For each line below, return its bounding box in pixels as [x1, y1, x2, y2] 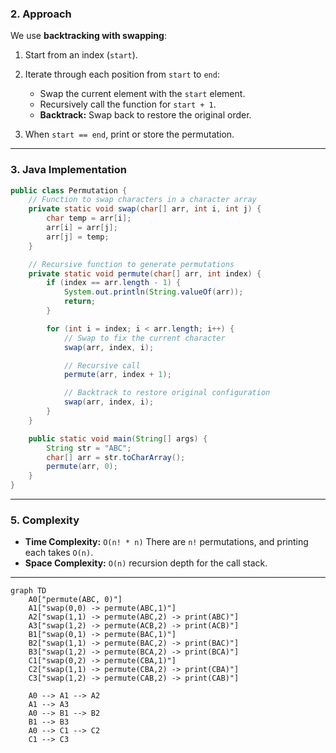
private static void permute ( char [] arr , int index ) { [28, 268, 262, 279]
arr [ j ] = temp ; [46, 232, 110, 242]
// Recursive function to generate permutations [28, 259, 235, 269]
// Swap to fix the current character [63, 333, 226, 343]
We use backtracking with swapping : [10, 30, 167, 42]
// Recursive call [63, 360, 141, 371]
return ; [63, 297, 97, 307]
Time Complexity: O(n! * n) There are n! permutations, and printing [24, 536, 309, 548]
